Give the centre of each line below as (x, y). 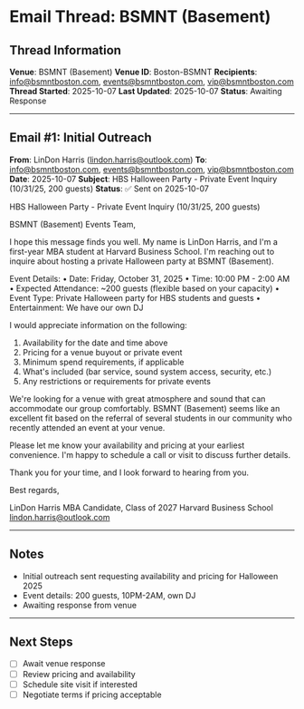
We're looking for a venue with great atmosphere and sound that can (138, 398)
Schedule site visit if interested (80, 684)
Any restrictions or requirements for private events (116, 381)
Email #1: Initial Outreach (81, 138)
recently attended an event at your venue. (87, 427)
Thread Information (66, 50)
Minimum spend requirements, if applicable (103, 362)
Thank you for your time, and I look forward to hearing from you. (129, 472)
